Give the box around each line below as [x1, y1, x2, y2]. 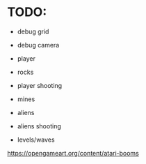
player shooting [17, 81, 63, 89]
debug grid [17, 27, 49, 36]
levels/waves [17, 135, 55, 144]
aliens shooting [17, 121, 61, 130]
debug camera [17, 40, 60, 49]
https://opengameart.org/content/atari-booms [7, 149, 139, 157]
